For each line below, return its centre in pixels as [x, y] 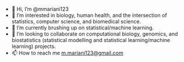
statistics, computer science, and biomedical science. [76, 21]
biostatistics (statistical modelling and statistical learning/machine [91, 40]
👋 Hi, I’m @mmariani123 [40, 9]
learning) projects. [34, 46]
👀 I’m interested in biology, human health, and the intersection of [89, 15]
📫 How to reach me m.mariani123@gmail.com [67, 53]
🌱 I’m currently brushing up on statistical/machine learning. [83, 27]
